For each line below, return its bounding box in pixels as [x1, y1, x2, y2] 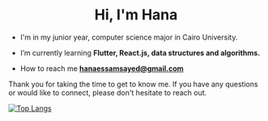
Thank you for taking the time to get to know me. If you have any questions [8, 79, 258, 89]
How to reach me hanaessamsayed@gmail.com [19, 63, 184, 73]
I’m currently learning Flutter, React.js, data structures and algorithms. [19, 48, 261, 57]
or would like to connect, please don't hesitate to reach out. [8, 87, 207, 98]
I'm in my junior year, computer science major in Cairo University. [19, 32, 238, 42]
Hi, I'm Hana [94, 6, 178, 24]
